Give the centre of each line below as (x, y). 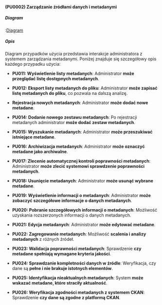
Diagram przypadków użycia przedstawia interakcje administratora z (74, 54)
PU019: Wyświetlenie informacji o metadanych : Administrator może (81, 195)
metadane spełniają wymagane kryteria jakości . (62, 253)
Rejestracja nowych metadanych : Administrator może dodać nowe (80, 103)
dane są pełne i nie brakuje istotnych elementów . (63, 268)
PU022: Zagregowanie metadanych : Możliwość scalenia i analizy (79, 234)
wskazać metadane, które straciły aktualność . (60, 283)
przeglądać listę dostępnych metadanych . (56, 78)
